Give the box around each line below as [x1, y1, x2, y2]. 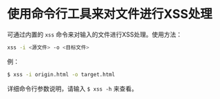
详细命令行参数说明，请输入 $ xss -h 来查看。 [7, 84, 138, 93]
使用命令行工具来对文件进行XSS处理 [7, 6, 212, 22]
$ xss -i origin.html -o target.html [7, 71, 115, 78]
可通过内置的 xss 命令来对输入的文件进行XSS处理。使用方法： [7, 30, 182, 38]
